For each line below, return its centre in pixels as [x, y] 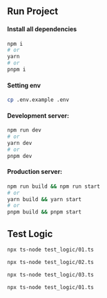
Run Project [33, 11]
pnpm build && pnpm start [44, 212]
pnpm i [17, 70]
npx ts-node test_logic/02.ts [51, 262]
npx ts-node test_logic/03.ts [51, 274]
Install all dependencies [42, 29]
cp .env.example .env [38, 100]
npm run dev [24, 130]
